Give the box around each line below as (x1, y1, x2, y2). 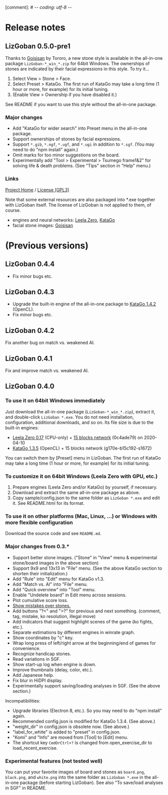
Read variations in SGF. (12, 656, 61, 662)
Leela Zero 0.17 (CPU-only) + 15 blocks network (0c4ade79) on (12, 434, 143, 440)
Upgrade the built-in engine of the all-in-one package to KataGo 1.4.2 (12, 301, 156, 307)
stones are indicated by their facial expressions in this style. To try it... (5, 66, 149, 72)
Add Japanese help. (12, 672, 54, 678)
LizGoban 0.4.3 (5, 288, 55, 296)
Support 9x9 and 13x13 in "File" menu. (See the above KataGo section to (12, 565, 162, 571)
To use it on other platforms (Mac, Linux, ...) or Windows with (5, 512, 157, 519)
